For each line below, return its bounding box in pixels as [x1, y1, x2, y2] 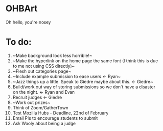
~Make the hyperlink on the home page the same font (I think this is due [12, 57, 158, 64]
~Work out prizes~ [12, 99, 50, 105]
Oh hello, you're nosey [5, 19, 51, 25]
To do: [5, 36, 32, 48]
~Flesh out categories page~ [12, 68, 71, 74]
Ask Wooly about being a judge [12, 120, 76, 126]
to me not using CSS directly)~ [12, 63, 75, 69]
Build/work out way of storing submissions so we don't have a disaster [12, 84, 156, 90]
